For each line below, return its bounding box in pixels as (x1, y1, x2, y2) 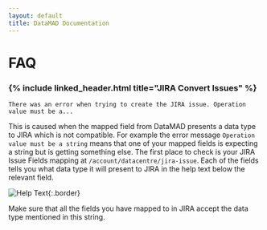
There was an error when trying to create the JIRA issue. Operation (8, 100, 247, 108)
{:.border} (47, 188, 80, 197)
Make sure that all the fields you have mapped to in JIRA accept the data (8, 204, 249, 213)
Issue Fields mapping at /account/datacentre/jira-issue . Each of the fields (8, 155, 259, 165)
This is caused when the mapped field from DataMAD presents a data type (8, 121, 256, 131)
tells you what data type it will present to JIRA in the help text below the (8, 163, 245, 173)
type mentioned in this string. (8, 212, 106, 221)
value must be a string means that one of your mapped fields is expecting (8, 138, 259, 148)
